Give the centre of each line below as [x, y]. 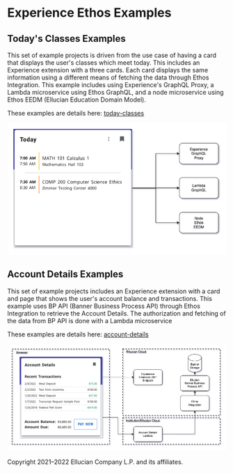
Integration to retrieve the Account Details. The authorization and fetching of [116, 313]
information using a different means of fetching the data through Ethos [108, 77]
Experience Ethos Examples [89, 13]
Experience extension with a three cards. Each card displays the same [108, 70]
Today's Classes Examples [67, 39]
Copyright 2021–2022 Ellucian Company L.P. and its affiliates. [95, 462]
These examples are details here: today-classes [76, 113]
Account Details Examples [65, 274]
